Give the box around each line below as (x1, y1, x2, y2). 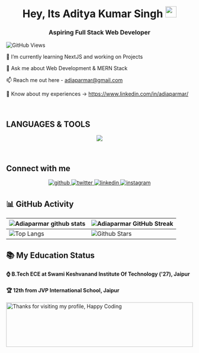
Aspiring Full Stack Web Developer (48, 29, 151, 37)
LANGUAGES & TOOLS (6, 119, 91, 129)
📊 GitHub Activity (6, 199, 74, 209)
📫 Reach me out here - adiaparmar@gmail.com (6, 77, 123, 84)
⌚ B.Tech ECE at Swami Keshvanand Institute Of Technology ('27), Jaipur (6, 270, 190, 278)
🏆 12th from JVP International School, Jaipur (6, 286, 120, 294)
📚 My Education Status (6, 250, 95, 261)
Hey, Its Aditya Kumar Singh (22, 7, 163, 21)
